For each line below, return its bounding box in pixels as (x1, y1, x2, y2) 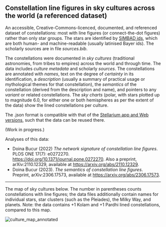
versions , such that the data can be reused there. (5, 117, 105, 123)
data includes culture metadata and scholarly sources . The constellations (5, 65, 155, 71)
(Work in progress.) (5, 127, 45, 132)
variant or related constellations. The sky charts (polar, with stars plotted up (5, 92, 160, 97)
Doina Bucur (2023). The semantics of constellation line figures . (12, 166, 143, 172)
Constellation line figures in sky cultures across (5, 4, 155, 12)
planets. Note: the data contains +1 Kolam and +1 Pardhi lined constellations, (5, 201, 161, 207)
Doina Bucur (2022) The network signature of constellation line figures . (12, 145, 158, 152)
